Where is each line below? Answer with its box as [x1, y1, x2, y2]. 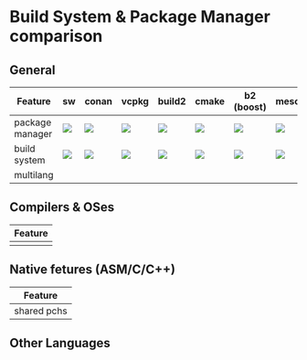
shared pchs [14, 304, 68, 317]
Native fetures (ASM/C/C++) [9, 262, 176, 278]
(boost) [233, 101, 267, 113]
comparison [9, 26, 103, 47]
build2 [157, 95, 186, 107]
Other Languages [9, 335, 111, 351]
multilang [14, 169, 54, 181]
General [9, 62, 57, 78]
